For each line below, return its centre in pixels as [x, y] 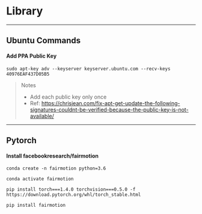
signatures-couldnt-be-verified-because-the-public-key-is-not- [109, 109]
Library [25, 11]
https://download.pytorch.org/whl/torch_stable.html [74, 195]
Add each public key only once [68, 97]
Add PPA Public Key [32, 56]
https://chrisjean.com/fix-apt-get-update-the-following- [111, 103]
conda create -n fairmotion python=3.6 [56, 169]
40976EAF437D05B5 [28, 74]
